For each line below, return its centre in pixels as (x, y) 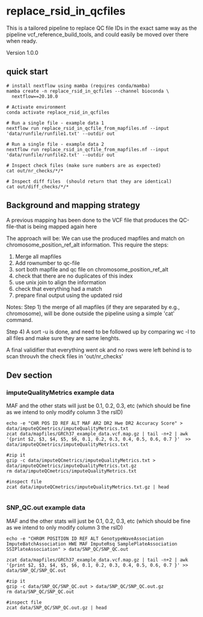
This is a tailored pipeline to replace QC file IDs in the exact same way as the (101, 28)
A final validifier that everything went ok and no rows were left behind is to (99, 350)
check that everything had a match (58, 288)
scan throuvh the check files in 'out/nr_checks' (65, 356)
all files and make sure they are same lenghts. (63, 338)
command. (20, 319)
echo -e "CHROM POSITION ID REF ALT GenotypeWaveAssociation (85, 539)
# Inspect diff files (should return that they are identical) (89, 181)
